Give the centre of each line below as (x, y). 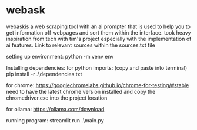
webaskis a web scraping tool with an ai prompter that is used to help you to (98, 26)
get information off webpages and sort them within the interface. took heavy (98, 32)
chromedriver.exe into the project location (57, 98)
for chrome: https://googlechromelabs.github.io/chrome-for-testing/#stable (98, 85)
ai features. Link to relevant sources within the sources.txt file (81, 45)
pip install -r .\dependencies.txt (44, 74)
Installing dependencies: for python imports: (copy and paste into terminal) (97, 67)
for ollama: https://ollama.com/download (55, 109)
